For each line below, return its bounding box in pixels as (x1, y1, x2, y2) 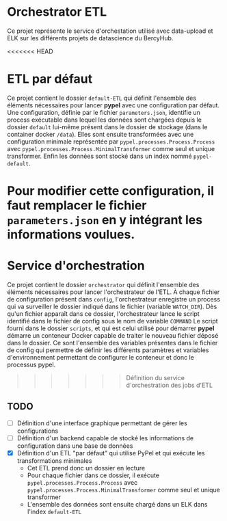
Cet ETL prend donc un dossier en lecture (27, 464, 146, 472)
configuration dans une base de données (16, 442, 133, 450)
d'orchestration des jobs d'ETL (126, 381, 213, 389)
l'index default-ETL (27, 507, 82, 516)
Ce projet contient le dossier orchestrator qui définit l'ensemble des (7, 281, 200, 289)
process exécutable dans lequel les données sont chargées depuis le (7, 116, 202, 124)
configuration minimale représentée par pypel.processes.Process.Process (7, 137, 215, 146)
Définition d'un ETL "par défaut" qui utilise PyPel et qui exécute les (16, 449, 205, 457)
